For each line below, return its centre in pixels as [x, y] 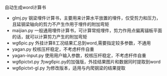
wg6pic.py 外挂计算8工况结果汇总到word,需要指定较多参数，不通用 [81, 43]
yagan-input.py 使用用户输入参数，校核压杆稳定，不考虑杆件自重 [79, 55]
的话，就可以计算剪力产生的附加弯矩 [50, 37]
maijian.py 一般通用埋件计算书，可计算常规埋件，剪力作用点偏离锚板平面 [87, 30]
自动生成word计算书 [25, 7]
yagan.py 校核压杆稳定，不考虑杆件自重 [53, 49]
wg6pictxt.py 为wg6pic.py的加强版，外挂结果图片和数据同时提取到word [86, 62]
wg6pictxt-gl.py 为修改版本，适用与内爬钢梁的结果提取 [69, 68]
